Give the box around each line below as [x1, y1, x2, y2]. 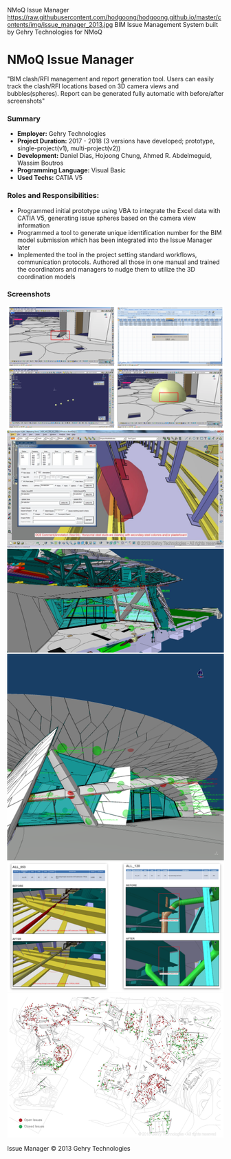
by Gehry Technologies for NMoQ [7, 28, 103, 36]
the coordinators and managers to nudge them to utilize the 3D [16, 265, 196, 273]
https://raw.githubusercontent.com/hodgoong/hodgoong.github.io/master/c [7, 13, 222, 21]
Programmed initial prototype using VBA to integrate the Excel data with [16, 206, 221, 214]
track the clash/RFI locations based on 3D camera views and [7, 82, 179, 90]
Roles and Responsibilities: [7, 191, 100, 201]
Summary [7, 114, 41, 123]
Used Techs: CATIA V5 [16, 174, 83, 182]
